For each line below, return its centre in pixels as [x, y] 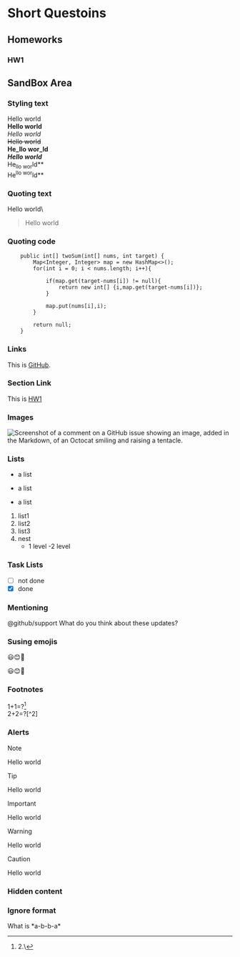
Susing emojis [32, 642]
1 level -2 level [49, 546]
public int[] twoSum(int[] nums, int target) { [92, 256]
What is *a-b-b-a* [34, 926]
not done [31, 580]
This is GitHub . [29, 365]
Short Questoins [57, 13]
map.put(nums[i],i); [76, 306]
